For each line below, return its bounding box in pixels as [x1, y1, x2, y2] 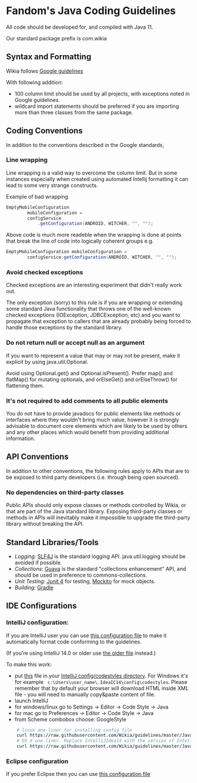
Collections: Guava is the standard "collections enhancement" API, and [14, 565, 186, 572]
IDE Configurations [6, 601, 77, 611]
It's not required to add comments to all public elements [6, 397, 168, 405]
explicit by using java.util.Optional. [6, 358, 89, 365]
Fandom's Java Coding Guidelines [6, 4, 176, 18]
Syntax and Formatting [6, 52, 91, 62]
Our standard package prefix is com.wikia [6, 35, 107, 42]
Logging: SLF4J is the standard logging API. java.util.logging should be [14, 553, 186, 560]
